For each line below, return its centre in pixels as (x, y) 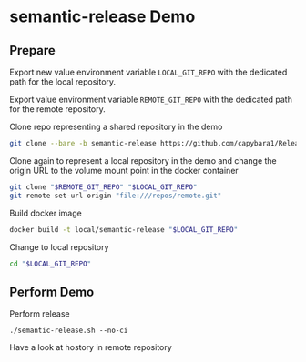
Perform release (40, 314)
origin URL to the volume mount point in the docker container (124, 170)
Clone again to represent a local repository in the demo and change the (143, 160)
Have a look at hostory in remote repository (91, 347)
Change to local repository (59, 246)
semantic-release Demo (102, 17)
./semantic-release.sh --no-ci (69, 331)
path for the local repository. (63, 82)
